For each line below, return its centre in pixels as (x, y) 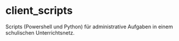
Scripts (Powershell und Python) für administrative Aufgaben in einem (89, 27)
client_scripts (39, 11)
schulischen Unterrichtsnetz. (40, 32)
